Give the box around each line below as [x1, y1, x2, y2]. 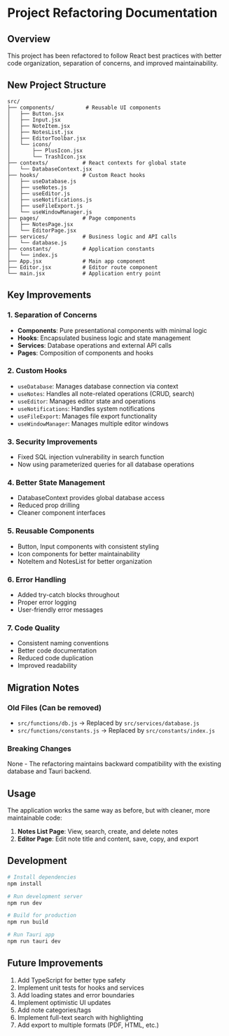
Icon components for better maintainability [17, 549, 141, 558]
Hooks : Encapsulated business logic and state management [17, 334, 191, 342]
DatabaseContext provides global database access [17, 494, 165, 502]
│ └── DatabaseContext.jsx [7, 165, 92, 173]
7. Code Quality [7, 623, 60, 633]
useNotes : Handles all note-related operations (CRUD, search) [17, 389, 195, 398]
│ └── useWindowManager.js [7, 209, 92, 216]
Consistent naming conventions [17, 639, 109, 648]
